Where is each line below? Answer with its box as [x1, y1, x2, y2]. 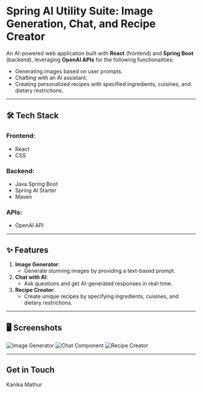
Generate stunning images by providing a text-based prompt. [23, 267, 176, 275]
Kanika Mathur [6, 380, 43, 388]
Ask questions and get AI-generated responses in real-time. [23, 280, 173, 287]
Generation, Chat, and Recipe [6, 17, 156, 31]
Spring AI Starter [14, 186, 57, 193]
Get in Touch [6, 365, 55, 375]
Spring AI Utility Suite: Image [6, 4, 153, 18]
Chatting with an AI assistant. [14, 74, 88, 81]
